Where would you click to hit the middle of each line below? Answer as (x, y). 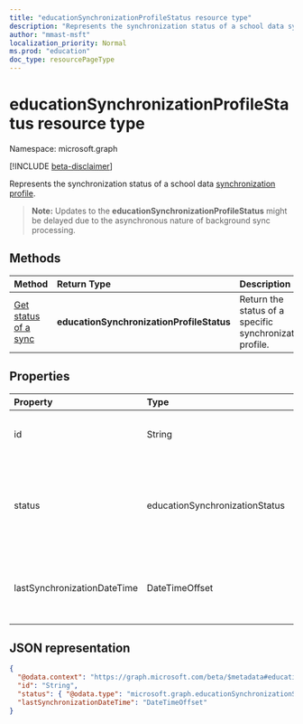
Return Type (84, 284)
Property (33, 401)
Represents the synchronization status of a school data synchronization (142, 183)
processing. (54, 230)
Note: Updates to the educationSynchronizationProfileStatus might (159, 211)
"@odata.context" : (52, 677)
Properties (40, 376)
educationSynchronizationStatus (216, 505)
